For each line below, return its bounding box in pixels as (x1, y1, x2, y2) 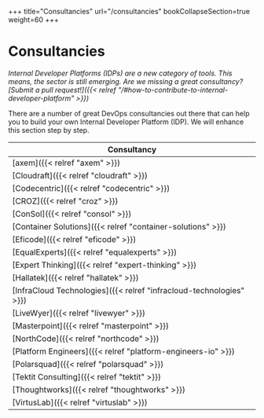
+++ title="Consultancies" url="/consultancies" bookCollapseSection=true (8, 7, 250, 16)
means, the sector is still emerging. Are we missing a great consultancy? (8, 76, 244, 86)
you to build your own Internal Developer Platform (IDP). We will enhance (8, 117, 244, 126)
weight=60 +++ (8, 15, 59, 24)
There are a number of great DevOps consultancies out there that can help (8, 108, 250, 118)
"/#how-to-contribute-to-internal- (117, 85, 229, 94)
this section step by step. (8, 125, 90, 134)
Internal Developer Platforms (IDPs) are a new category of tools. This (8, 68, 233, 78)
